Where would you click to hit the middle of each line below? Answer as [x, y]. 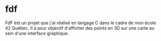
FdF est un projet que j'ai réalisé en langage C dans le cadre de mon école [81, 23]
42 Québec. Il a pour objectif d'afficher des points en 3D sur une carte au [80, 28]
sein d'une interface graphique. [37, 33]
